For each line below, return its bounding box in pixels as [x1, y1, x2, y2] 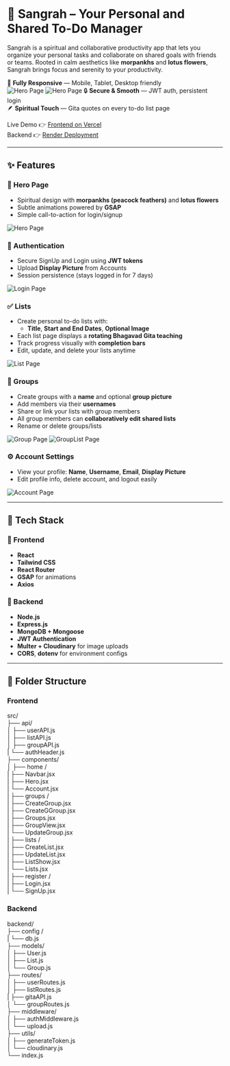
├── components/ [7, 756, 60, 764]
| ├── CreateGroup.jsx [7, 799, 72, 808]
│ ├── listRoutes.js [7, 985, 62, 993]
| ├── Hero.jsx [7, 778, 49, 786]
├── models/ [7, 941, 44, 950]
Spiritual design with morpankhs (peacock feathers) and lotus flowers [16, 196, 219, 204]
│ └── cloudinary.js [7, 1043, 64, 1052]
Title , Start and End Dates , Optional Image [27, 324, 149, 332]
